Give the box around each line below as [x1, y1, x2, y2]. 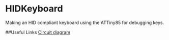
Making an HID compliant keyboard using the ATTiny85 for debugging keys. [5, 19, 164, 25]
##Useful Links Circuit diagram [5, 29, 70, 35]
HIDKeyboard [5, 3, 63, 14]
